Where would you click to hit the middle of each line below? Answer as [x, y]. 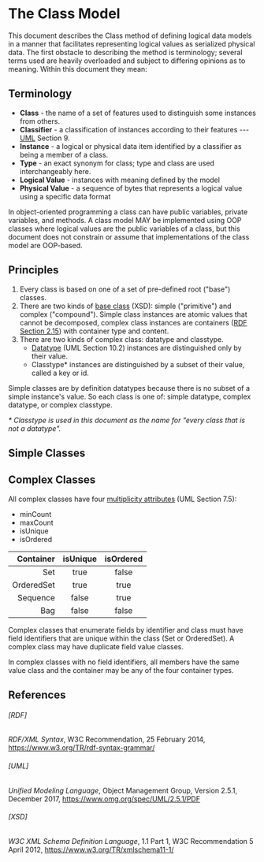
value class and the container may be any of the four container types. [121, 670]
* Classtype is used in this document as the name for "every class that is [127, 420]
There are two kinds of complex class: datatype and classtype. [122, 339]
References [37, 695]
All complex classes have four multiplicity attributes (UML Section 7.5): [123, 499]
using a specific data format [65, 196]
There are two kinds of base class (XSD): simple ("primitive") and [125, 306]
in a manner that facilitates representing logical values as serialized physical [132, 43]
